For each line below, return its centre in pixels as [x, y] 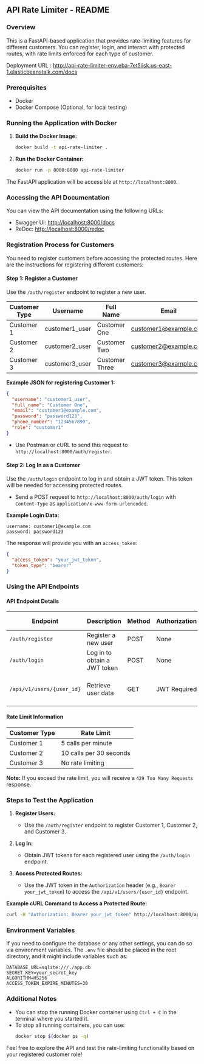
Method [139, 621]
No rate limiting [83, 763]
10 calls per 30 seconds [96, 753]
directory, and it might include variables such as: [67, 956]
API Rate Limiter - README [58, 10]
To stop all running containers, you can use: [70, 1025]
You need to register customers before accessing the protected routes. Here [102, 258]
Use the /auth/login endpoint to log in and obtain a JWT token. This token [99, 479]
